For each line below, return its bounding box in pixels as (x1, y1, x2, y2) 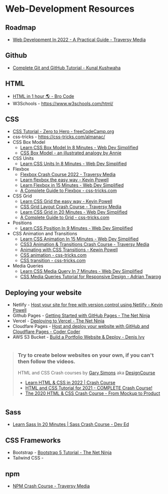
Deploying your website (5, 288, 82, 297)
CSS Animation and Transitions (12, 231, 77, 237)
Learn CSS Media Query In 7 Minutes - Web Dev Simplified (20, 268, 143, 274)
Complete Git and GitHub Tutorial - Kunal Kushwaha (12, 64, 121, 71)
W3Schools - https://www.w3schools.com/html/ (12, 100, 113, 106)
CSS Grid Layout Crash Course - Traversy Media (20, 203, 121, 210)
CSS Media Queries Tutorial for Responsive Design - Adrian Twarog (20, 274, 161, 280)
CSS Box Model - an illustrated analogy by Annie (20, 150, 121, 156)
